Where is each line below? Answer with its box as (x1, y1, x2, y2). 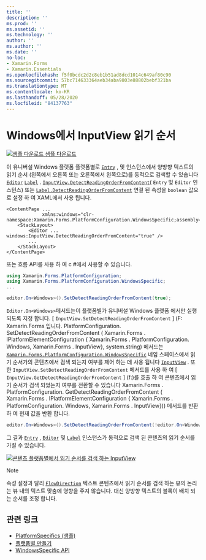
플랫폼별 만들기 (15, 539, 52, 547)
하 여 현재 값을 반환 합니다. (6, 410, 71, 417)
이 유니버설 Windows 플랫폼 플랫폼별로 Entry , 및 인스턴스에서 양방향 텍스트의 (6, 163, 194, 171)
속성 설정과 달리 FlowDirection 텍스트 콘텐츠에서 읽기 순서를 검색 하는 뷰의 (6, 479, 186, 486)
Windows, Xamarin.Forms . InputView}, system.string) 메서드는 (6, 343, 164, 350)
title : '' (6, 9, 32, 15)
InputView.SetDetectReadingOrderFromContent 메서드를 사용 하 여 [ (12, 366, 178, 374)
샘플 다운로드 (45, 150, 77, 157)
